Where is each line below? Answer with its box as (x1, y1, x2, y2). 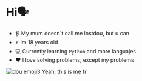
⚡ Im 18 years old (15, 38, 58, 46)
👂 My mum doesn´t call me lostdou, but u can (15, 29, 129, 37)
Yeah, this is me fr (41, 68, 87, 75)
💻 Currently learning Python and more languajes (15, 47, 137, 55)
